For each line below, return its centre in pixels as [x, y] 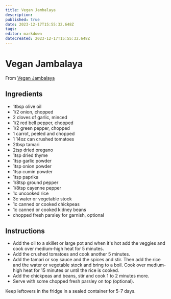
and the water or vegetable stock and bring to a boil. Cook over [79, 265]
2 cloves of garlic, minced [40, 117]
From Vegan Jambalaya [30, 78]
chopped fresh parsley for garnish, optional [58, 215]
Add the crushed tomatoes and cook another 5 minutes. [71, 254]
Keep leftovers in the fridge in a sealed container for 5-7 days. [71, 291]
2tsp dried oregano [33, 150]
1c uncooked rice [31, 193]
